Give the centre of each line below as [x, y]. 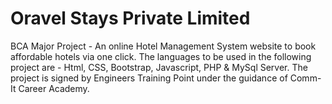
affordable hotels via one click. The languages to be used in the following [161, 56]
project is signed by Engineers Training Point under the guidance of [149, 78]
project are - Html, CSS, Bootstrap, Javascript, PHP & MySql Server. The [159, 67]
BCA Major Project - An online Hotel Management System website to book [163, 46]
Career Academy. [54, 88]
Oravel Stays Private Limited [130, 18]
